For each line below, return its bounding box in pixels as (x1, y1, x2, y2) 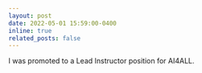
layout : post (8, 11, 52, 20)
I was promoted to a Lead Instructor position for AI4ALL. (8, 56, 195, 66)
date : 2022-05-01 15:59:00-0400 (8, 19, 117, 27)
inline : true (8, 26, 52, 34)
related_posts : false (8, 34, 81, 43)
